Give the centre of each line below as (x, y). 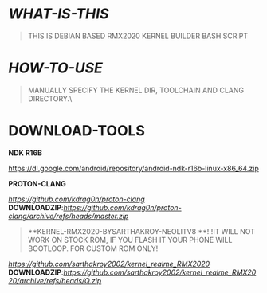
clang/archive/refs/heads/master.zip (69, 216)
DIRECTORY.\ (50, 98)
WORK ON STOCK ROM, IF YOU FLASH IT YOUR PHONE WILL (130, 240)
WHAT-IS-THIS (59, 14)
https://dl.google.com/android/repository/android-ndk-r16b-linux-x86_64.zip (133, 168)
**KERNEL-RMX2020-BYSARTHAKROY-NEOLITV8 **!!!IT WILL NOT (141, 231)
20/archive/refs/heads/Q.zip (55, 280)
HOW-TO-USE (56, 68)
